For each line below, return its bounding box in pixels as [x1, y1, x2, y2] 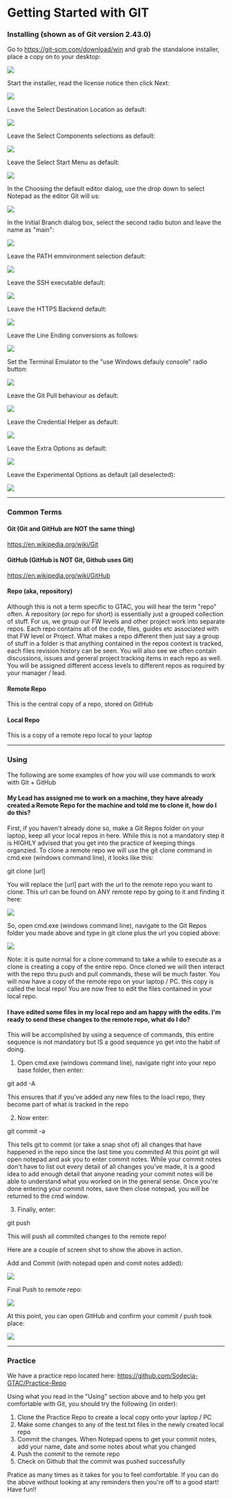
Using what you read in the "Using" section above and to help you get [7, 1392, 206, 1401]
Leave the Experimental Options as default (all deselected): [7, 471, 175, 479]
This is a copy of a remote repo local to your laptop [7, 731, 153, 739]
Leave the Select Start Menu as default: [7, 158, 119, 167]
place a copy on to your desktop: [7, 53, 101, 61]
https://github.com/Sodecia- [117, 1372, 198, 1380]
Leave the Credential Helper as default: [7, 418, 119, 427]
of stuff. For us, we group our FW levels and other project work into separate [7, 618, 225, 626]
